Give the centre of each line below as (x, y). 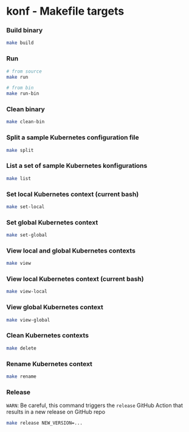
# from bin (20, 88)
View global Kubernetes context (55, 308)
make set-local (26, 207)
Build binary (25, 31)
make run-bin (23, 94)
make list (19, 178)
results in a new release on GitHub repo (56, 412)
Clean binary (26, 109)
